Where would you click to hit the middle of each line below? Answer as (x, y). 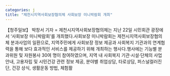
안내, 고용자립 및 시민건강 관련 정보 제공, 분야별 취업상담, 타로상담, (71, 61)
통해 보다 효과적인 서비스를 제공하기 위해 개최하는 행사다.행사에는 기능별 (86, 49)
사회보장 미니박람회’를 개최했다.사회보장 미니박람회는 (64, 36)
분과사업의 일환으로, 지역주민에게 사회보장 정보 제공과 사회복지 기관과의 (81, 42)
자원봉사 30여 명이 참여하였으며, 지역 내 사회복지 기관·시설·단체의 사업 (93, 55)
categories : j (20, 10)
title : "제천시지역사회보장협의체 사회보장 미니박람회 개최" (59, 15)
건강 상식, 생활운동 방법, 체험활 (42, 68)
